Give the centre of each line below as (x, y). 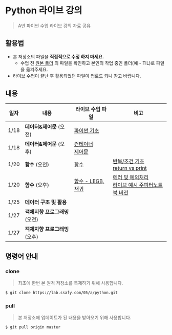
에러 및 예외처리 (131, 177)
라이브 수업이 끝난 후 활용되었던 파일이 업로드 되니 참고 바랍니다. (77, 76)
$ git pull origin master (33, 327)
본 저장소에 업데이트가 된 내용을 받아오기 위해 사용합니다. (74, 318)
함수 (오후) (37, 185)
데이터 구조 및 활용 (46, 202)
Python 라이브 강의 (44, 10)
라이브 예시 (125, 185)
